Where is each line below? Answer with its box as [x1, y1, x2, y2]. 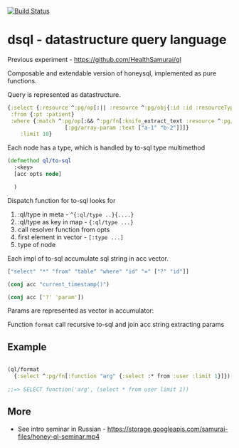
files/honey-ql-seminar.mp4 [17, 432, 100, 441]
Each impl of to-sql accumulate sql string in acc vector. [7, 254, 169, 263]
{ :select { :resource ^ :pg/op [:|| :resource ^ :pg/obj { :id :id [7, 104, 193, 111]
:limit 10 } [20, 130, 53, 138]
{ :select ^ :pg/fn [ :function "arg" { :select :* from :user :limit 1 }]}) [14, 373, 231, 380]
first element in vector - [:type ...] [17, 232, 124, 241]
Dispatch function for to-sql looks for [7, 196, 116, 204]
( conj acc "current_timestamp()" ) [7, 281, 110, 288]
